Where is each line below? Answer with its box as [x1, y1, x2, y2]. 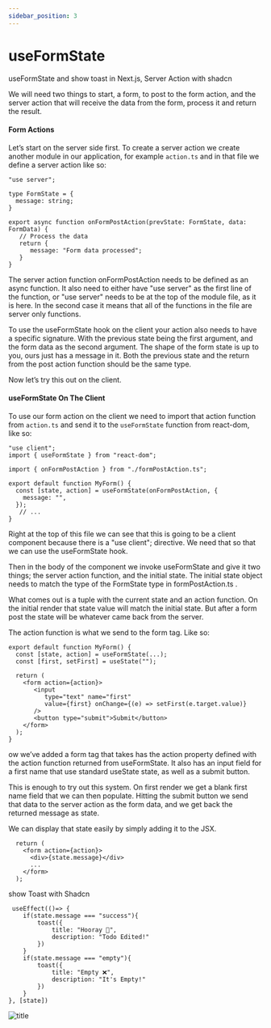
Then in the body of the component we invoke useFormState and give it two [8, 561, 261, 571]
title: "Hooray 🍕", [51, 925, 117, 934]
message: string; [15, 197, 74, 205]
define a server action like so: [8, 159, 106, 170]
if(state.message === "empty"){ [23, 954, 131, 962]
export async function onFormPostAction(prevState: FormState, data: [8, 218, 248, 226]
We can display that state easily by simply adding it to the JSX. [8, 823, 217, 833]
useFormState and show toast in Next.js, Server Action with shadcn [8, 74, 232, 83]
